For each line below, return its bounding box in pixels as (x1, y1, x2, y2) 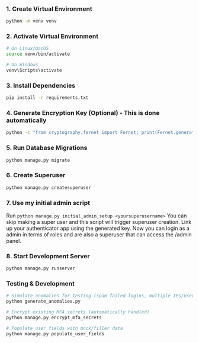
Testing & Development (6, 280, 75, 288)
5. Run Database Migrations (6, 144, 88, 152)
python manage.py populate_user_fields (6, 331, 105, 336)
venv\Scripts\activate (6, 68, 62, 73)
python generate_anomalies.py (6, 299, 81, 304)
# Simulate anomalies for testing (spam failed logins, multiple (6, 293, 171, 299)
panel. (6, 237, 22, 244)
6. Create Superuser (6, 171, 66, 179)
